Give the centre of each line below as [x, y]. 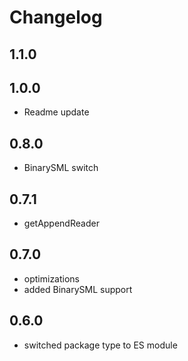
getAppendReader [61, 223]
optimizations [52, 278]
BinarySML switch [61, 168]
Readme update [56, 112]
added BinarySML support [78, 289]
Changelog [56, 17]
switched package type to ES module [100, 345]
